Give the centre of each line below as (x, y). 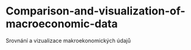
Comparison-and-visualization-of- (96, 11)
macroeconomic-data (62, 24)
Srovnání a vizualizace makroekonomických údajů (68, 40)
